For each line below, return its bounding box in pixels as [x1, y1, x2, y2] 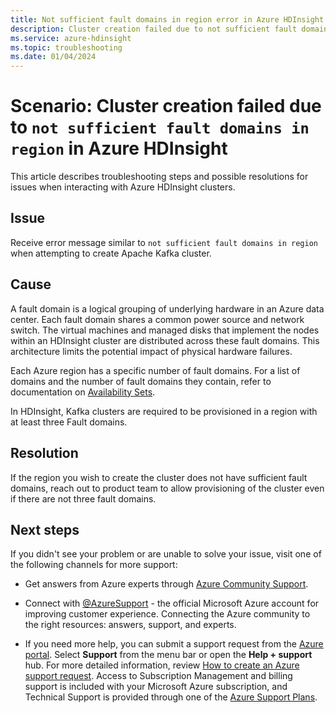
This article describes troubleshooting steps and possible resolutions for [10, 171, 309, 183]
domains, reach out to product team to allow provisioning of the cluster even [10, 482, 325, 494]
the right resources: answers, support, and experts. [24, 619, 237, 631]
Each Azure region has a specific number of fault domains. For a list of [10, 364, 301, 376]
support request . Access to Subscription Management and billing [24, 670, 293, 682]
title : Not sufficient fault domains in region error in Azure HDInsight [10, 14, 325, 25]
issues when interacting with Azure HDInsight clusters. [10, 181, 236, 193]
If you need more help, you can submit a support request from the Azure [24, 638, 324, 650]
